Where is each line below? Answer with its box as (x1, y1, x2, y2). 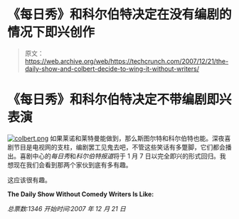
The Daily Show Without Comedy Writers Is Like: (7, 189, 154, 198)
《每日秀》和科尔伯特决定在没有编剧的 (7, 6, 233, 23)
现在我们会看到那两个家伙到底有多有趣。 (13, 160, 132, 169)
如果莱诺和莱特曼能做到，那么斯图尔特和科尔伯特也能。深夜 (50, 134, 225, 142)
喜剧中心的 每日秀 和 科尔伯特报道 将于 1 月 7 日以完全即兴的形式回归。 (19, 152, 221, 160)
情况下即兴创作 (7, 24, 95, 40)
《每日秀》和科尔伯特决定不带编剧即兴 (7, 91, 233, 108)
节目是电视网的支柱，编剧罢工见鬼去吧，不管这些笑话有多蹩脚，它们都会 (13, 142, 225, 151)
